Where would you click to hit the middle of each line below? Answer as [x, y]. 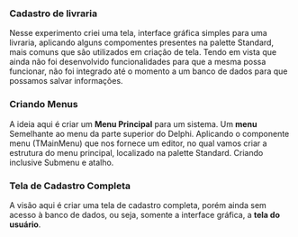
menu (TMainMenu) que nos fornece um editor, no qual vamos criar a [138, 143]
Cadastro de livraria [53, 14]
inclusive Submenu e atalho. [62, 162]
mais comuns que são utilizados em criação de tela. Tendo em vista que [143, 52]
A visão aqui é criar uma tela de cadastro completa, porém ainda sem [138, 205]
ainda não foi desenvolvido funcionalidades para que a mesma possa [138, 62]
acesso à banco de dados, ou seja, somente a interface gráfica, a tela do [145, 214]
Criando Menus [44, 105]
